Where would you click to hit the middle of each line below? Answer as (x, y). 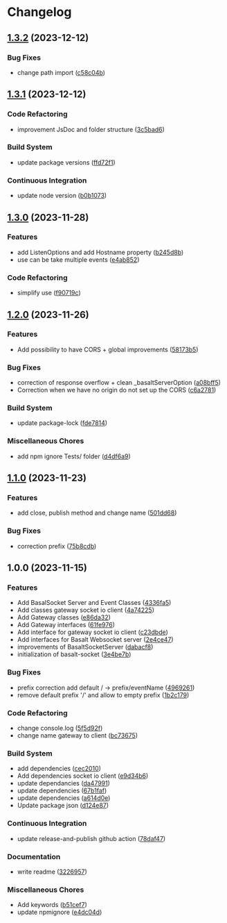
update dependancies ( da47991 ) (64, 783)
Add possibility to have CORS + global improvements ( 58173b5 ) (108, 349)
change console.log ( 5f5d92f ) (60, 728)
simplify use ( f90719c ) (49, 293)
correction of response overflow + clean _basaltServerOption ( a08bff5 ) (119, 383)
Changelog (39, 12)
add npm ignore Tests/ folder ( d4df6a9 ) (74, 456)
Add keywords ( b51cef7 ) (52, 905)
